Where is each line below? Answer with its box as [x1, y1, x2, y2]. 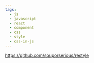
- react [9, 21, 26, 26]
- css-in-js [9, 39, 34, 44]
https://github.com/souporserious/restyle [5, 52, 89, 58]
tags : [5, 7, 16, 12]
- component [9, 25, 34, 30]
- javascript [9, 16, 36, 21]
